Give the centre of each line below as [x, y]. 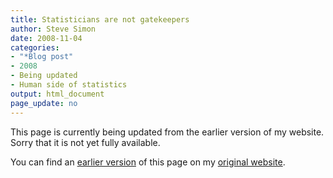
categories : [35, 47]
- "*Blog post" [42, 57]
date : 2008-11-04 [46, 38]
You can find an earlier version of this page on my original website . [148, 162]
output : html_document [57, 94]
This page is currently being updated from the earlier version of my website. [167, 132]
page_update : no [44, 103]
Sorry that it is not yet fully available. [85, 142]
